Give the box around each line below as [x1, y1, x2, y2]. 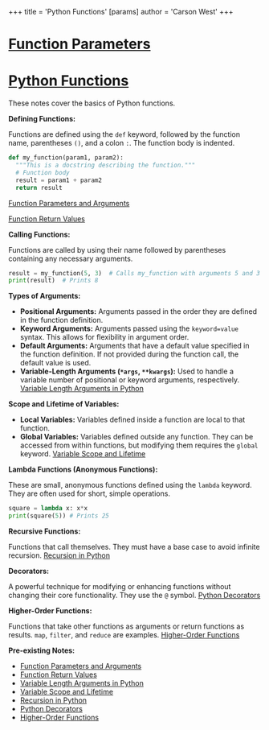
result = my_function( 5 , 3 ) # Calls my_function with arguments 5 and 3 [8, 269, 261, 277]
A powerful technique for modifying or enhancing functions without [8, 582, 231, 591]
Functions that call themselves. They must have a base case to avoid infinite [8, 542, 260, 551]
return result [15, 184, 63, 192]
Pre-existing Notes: [8, 645, 75, 655]
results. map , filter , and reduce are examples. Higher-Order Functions [8, 630, 240, 639]
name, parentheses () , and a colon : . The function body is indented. [8, 138, 235, 148]
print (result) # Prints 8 [8, 277, 99, 285]
